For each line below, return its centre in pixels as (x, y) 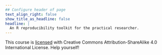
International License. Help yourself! (42, 48)
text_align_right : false (31, 14)
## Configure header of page (35, 10)
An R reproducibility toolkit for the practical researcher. (75, 28)
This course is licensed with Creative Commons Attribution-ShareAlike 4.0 (81, 42)
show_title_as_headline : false (38, 19)
